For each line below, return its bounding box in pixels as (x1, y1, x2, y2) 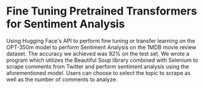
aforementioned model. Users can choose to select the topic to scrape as (6, 69, 191, 76)
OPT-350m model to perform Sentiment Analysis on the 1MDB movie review (6, 44, 197, 51)
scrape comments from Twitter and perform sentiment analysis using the (6, 62, 189, 70)
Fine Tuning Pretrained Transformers (6, 4, 197, 18)
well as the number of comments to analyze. (6, 76, 118, 83)
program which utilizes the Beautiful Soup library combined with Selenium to (6, 56, 199, 64)
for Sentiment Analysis (6, 17, 125, 31)
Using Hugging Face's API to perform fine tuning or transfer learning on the (6, 37, 195, 44)
